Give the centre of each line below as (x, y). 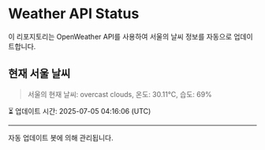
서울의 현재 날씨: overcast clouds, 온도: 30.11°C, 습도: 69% (120, 94)
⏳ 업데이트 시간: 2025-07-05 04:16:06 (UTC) (80, 111)
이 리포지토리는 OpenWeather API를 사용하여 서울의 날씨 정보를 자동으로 (120, 36)
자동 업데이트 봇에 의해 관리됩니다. (61, 137)
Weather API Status (74, 14)
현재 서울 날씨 (39, 74)
